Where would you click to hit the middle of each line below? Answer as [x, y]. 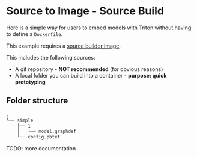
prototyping [30, 82]
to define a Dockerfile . [35, 34]
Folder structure [37, 101]
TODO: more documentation [41, 149]
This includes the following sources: [51, 57]
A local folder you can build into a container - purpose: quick [91, 75]
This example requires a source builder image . [64, 46]
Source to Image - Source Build [85, 11]
